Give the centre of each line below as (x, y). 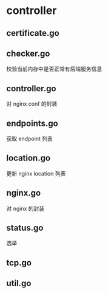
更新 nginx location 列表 (36, 173)
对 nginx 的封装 (25, 208)
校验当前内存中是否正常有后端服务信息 (54, 69)
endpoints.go (32, 123)
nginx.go (24, 193)
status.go (25, 228)
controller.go (31, 88)
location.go (28, 158)
